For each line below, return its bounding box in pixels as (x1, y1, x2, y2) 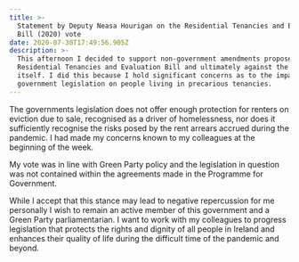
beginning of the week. (9, 142, 94, 152)
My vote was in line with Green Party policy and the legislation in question (9, 159, 280, 169)
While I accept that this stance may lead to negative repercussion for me (9, 195, 275, 206)
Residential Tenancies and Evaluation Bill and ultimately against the (17, 63, 289, 72)
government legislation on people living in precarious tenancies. (17, 79, 273, 88)
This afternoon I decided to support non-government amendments (17, 54, 261, 63)
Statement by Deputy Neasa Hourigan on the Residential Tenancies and (17, 21, 285, 30)
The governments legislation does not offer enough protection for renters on (9, 103, 289, 114)
